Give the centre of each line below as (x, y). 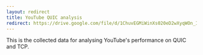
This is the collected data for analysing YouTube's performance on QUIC (96, 40)
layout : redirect (28, 12)
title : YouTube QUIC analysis (44, 18)
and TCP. (18, 47)
